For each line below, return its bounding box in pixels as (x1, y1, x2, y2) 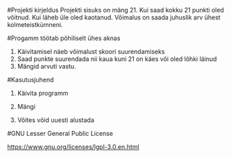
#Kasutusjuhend (7, 76, 54, 84)
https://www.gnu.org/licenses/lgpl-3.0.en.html (7, 143, 140, 151)
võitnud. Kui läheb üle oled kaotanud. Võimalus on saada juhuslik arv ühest (7, 13, 221, 21)
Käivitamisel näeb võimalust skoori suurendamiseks (17, 48, 165, 55)
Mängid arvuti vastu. (17, 62, 76, 70)
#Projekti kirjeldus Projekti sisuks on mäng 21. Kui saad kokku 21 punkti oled (7, 6, 224, 14)
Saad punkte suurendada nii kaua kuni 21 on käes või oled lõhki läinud (17, 55, 217, 63)
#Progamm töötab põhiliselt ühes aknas (7, 34, 121, 42)
